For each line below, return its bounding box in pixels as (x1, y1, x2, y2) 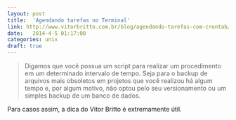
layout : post (7, 10, 46, 17)
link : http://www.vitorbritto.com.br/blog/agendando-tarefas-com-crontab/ (7, 23, 231, 30)
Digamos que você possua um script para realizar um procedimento (24, 62, 221, 70)
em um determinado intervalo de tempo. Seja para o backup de (24, 69, 208, 77)
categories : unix (7, 36, 58, 43)
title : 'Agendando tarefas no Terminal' (7, 17, 131, 24)
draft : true (7, 43, 42, 50)
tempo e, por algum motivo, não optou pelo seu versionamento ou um (24, 84, 227, 92)
